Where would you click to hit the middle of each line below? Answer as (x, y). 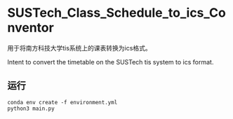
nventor (31, 28)
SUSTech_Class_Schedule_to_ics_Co (116, 13)
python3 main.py (31, 108)
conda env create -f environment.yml (62, 102)
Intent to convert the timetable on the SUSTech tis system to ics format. (111, 62)
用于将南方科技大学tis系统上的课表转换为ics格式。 (80, 48)
